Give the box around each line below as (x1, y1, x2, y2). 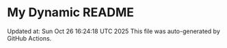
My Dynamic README (7, 5, 135, 20)
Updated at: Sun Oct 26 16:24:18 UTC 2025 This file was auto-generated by (7, 27, 221, 35)
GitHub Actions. (7, 34, 52, 42)
